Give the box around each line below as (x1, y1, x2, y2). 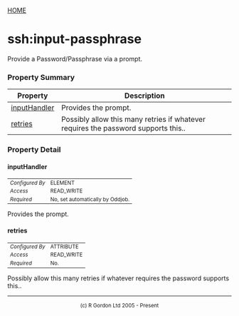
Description (124, 91, 165, 101)
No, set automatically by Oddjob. (50, 195, 130, 203)
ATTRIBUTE (50, 243, 80, 250)
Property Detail (7, 145, 62, 155)
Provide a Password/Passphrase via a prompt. (7, 54, 143, 63)
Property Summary (7, 72, 75, 82)
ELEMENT (50, 179, 75, 186)
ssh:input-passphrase (7, 31, 142, 47)
